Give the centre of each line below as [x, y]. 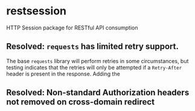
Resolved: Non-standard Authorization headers [98, 93]
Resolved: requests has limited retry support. [93, 46]
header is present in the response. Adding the [63, 74]
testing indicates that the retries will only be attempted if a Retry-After [94, 67]
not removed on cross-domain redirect [81, 102]
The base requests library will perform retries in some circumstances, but [97, 61]
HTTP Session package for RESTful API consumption [72, 28]
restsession [37, 11]
